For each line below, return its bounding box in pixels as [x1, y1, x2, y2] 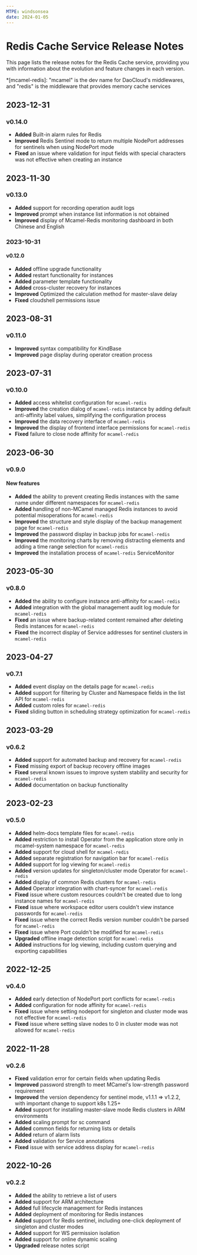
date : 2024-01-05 [6, 14, 49, 20]
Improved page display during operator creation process [14, 351, 153, 358]
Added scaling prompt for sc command [14, 1118, 111, 1125]
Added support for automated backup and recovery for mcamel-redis [14, 756, 182, 763]
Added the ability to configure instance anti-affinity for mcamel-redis [14, 597, 181, 605]
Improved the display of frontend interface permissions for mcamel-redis [14, 424, 191, 431]
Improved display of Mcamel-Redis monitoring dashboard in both [14, 216, 173, 224]
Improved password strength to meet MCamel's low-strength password [14, 1081, 189, 1088]
